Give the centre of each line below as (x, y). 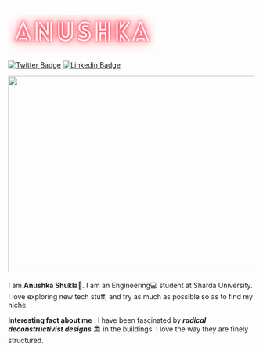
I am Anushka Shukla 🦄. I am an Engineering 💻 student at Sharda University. (130, 286)
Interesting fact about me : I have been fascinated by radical (107, 320)
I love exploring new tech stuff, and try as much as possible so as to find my (130, 297)
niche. (18, 305)
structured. (26, 341)
